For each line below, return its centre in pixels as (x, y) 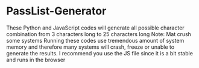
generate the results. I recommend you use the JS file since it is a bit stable (99, 53)
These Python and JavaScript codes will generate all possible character (96, 28)
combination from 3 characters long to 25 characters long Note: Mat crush (99, 34)
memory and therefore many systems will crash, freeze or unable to (90, 47)
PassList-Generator (56, 11)
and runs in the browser (36, 60)
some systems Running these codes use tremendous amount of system (95, 40)
